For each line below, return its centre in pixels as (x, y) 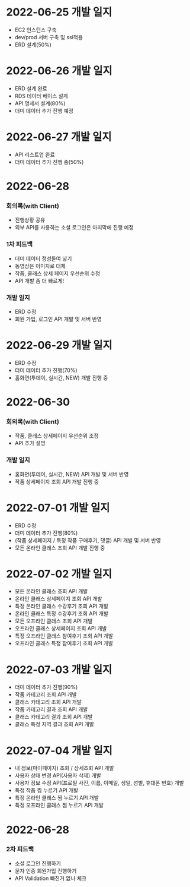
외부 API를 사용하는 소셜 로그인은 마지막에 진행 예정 (74, 228)
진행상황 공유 (30, 220)
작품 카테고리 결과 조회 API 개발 (51, 709)
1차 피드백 (20, 244)
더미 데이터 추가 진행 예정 (44, 111)
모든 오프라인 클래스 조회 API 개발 (54, 621)
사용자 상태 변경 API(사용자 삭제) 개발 (58, 775)
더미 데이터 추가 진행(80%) (46, 533)
